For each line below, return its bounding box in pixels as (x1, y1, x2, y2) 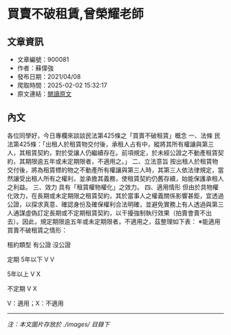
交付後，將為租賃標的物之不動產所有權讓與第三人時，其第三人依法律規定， (7, 166, 218, 174)
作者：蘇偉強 (16, 64, 54, 72)
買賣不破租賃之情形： (7, 226, 67, 234)
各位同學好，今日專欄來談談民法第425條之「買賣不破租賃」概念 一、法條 (7, 131, 213, 140)
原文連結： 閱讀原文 (16, 90, 72, 98)
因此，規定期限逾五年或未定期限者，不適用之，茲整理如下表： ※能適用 (21, 217, 221, 226)
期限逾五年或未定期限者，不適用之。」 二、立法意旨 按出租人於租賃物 (25, 157, 219, 165)
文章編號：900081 (16, 56, 69, 63)
